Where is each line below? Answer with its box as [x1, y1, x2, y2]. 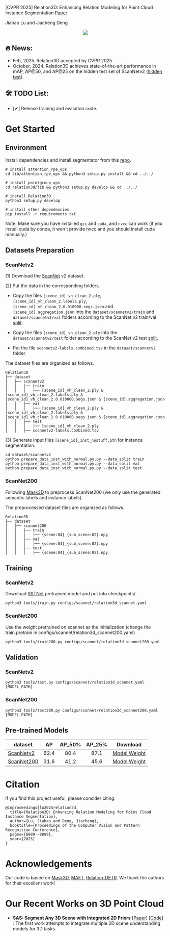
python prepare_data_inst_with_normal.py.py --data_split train [5, 457, 145, 462]
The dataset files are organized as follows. [5, 360, 94, 366]
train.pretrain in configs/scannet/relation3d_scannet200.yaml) [5, 629, 135, 636]
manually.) [5, 231, 27, 237]
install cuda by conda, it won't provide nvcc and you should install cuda [5, 225, 155, 232]
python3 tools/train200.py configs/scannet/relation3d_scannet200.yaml [5, 639, 160, 644]
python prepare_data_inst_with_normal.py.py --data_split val [5, 461, 140, 466]
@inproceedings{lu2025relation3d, [5, 805, 79, 811]
